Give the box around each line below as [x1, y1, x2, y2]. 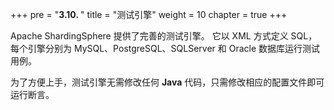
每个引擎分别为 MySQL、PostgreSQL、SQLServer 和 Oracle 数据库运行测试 [10, 43, 321, 54]
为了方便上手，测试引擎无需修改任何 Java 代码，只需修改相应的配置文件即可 [10, 76, 325, 88]
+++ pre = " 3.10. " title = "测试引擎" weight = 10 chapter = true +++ [10, 9, 288, 20]
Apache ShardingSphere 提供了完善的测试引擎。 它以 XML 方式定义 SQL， [10, 30, 318, 42]
